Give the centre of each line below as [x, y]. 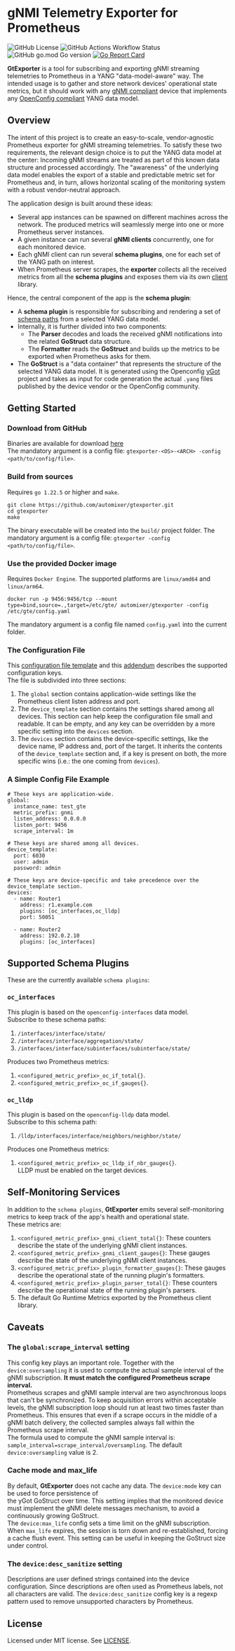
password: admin [37, 868]
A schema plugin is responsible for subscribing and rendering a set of [119, 311]
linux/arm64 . [26, 586]
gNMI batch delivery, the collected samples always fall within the [101, 1422]
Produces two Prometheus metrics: [58, 1061]
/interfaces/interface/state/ [62, 1034]
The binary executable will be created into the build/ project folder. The [111, 530]
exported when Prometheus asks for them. [90, 356]
